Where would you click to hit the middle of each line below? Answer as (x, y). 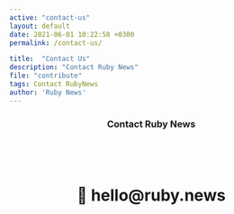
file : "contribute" (46, 76)
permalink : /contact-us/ (56, 43)
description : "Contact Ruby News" (74, 67)
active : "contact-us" (50, 18)
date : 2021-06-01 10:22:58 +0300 (72, 34)
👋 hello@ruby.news (151, 195)
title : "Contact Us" (50, 59)
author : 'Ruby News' (48, 92)
